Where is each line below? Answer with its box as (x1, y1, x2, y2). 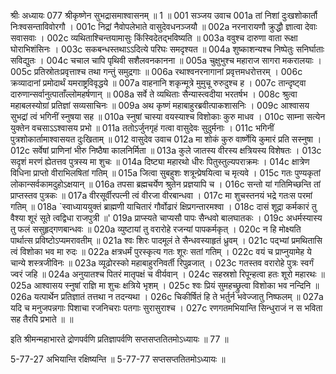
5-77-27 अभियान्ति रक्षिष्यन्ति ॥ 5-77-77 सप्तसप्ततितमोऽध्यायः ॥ (10, 353, 226, 365)
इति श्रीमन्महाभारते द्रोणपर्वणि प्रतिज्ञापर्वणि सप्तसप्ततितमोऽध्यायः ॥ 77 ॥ (10, 333, 229, 345)
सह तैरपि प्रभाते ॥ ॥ (10, 313, 74, 325)
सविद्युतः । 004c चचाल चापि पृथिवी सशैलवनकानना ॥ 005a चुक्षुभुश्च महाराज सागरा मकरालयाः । (10, 55, 322, 66)
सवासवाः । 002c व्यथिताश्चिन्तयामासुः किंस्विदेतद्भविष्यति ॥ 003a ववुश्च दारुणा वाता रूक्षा (10, 32, 298, 44)
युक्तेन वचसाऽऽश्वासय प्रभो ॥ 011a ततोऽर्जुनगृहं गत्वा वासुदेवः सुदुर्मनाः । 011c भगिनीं (10, 122, 275, 134)
